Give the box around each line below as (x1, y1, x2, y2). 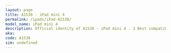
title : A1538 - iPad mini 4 (5, 12, 65, 17)
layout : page (5, 7, 33, 13)
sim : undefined (5, 40, 38, 45)
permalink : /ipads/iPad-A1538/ (5, 17, 72, 22)
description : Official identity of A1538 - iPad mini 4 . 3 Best (5, 26, 147, 31)
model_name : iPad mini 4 (5, 21, 58, 27)
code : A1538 (5, 36, 31, 41)
